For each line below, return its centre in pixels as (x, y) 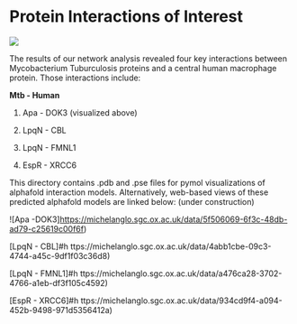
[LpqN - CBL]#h (39, 246)
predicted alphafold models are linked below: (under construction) (132, 201)
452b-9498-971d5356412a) (61, 310)
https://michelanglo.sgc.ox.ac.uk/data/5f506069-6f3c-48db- (174, 219)
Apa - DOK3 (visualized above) (80, 112)
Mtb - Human (35, 95)
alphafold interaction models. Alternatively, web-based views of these (139, 192)
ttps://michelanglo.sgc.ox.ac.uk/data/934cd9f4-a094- (181, 301)
